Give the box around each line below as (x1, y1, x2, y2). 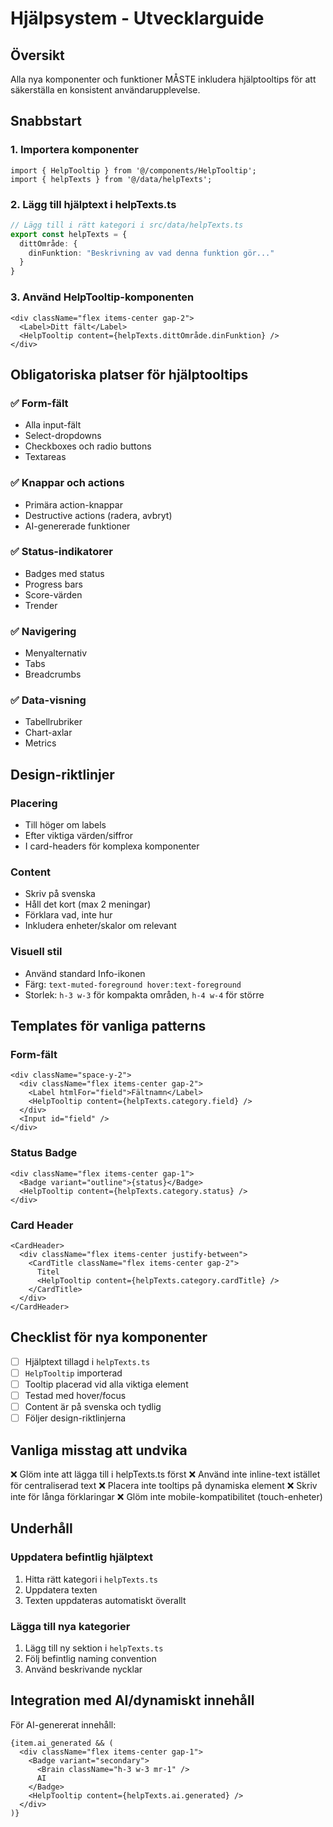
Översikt (10, 47, 65, 64)
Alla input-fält (24, 419, 82, 431)
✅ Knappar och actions (10, 476, 125, 490)
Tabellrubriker (24, 716, 83, 728)
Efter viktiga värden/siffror (24, 830, 134, 842)
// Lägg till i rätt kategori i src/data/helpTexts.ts (10, 220, 244, 230)
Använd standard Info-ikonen (24, 967, 146, 979)
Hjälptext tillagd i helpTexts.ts (24, 1355, 151, 1367)
